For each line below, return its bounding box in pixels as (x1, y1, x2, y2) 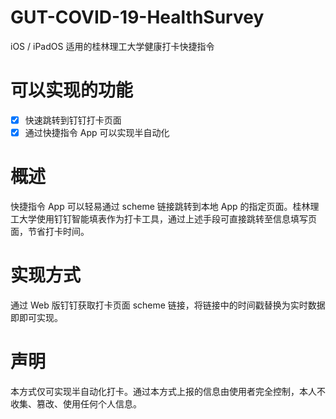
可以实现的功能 (10, 79, 134, 102)
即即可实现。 (10, 311, 63, 323)
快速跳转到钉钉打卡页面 (24, 114, 122, 126)
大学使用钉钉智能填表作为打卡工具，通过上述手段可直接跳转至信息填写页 (18, 212, 317, 225)
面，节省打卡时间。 (10, 225, 90, 237)
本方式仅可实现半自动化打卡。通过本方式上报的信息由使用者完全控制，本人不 (10, 385, 326, 397)
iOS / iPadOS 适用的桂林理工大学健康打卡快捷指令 (10, 40, 215, 52)
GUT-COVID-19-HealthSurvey (10, 6, 265, 29)
